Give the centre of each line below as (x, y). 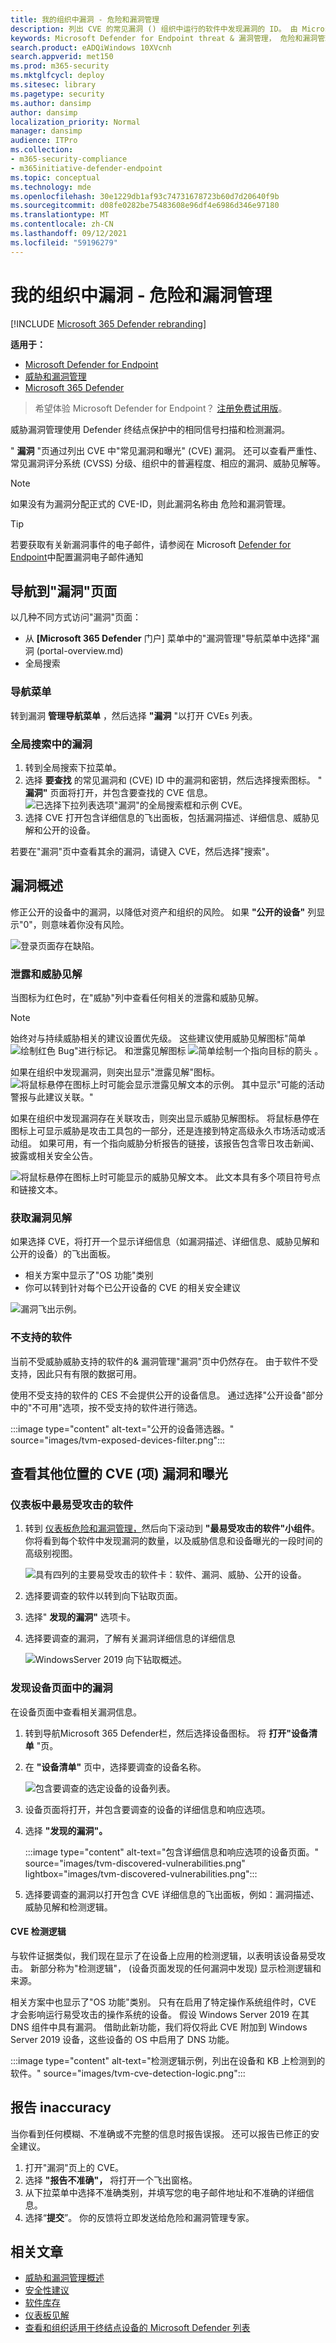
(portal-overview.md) (80, 651)
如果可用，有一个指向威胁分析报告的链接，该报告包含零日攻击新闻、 (179, 1143)
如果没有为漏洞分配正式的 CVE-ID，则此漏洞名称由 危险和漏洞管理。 (151, 503)
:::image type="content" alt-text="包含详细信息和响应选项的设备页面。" (172, 1852)
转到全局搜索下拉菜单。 (73, 767)
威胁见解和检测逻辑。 (68, 1907)
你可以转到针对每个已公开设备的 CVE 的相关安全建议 (132, 1288)
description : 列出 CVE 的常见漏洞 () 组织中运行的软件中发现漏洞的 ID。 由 (154, 29)
